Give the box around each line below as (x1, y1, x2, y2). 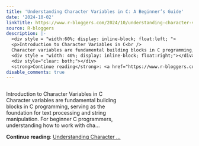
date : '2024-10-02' (6, 14, 54, 20)
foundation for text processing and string (6, 109, 107, 116)
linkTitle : (6, 20, 33, 25)
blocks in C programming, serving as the (6, 103, 105, 110)
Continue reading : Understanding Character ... (6, 134, 121, 141)
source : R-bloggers (6, 25, 54, 31)
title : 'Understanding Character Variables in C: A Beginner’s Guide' (6, 8, 184, 15)
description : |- (6, 31, 46, 37)
